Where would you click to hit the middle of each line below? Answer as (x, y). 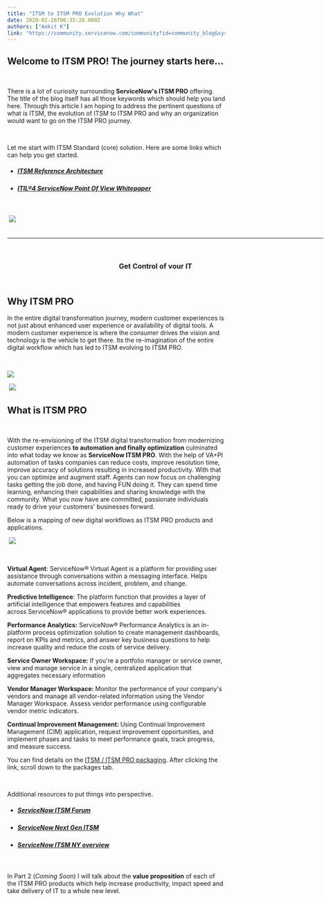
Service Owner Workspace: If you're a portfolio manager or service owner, (115, 661)
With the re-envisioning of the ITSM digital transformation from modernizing (116, 441)
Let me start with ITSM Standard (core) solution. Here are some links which (114, 148)
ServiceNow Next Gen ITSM (58, 827)
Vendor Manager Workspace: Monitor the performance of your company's (115, 689)
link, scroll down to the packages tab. (61, 767)
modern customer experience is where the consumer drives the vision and (114, 333)
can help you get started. (43, 155)
